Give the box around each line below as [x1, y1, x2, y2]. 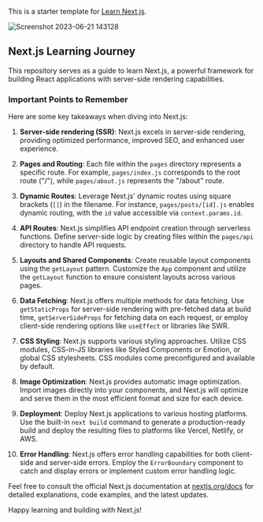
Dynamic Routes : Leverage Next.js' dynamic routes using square [19, 191, 232, 201]
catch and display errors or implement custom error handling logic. [19, 466, 237, 476]
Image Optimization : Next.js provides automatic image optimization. [19, 377, 242, 386]
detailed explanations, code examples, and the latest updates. [8, 490, 209, 500]
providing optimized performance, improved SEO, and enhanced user [19, 136, 246, 145]
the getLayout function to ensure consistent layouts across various [19, 272, 236, 282]
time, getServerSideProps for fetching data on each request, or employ [19, 313, 249, 322]
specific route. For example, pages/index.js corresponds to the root [19, 167, 241, 177]
